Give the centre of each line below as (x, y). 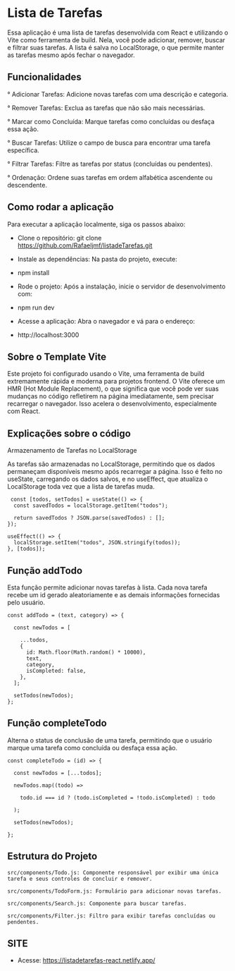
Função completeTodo (57, 723)
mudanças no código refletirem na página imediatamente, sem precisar (111, 396)
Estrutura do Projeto (52, 856)
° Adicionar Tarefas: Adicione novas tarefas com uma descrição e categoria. (118, 94)
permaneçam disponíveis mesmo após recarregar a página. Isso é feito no (115, 472)
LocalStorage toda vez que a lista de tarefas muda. (81, 487)
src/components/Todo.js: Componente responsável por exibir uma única (113, 872)
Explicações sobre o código (69, 433)
